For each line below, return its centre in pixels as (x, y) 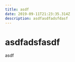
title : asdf (17, 9)
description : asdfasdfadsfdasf (37, 18)
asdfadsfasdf (33, 42)
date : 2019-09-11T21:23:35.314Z (37, 14)
